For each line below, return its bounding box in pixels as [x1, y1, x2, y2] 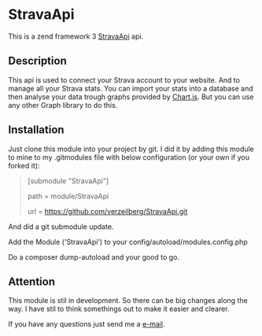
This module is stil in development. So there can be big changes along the [8, 296, 248, 305]
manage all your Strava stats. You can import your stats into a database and [8, 83, 253, 93]
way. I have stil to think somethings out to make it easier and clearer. [8, 305, 230, 314]
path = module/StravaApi [27, 191, 109, 201]
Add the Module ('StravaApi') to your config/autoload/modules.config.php [8, 237, 248, 246]
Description [8, 54, 67, 68]
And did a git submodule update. [8, 222, 114, 231]
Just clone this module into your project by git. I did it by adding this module [8, 144, 254, 153]
